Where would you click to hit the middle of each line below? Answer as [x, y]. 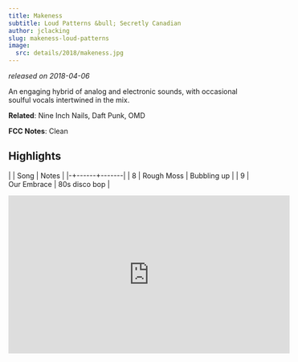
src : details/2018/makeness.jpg [70, 53]
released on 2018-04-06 [49, 76]
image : [19, 46]
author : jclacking [39, 31]
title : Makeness [35, 16]
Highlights [35, 156]
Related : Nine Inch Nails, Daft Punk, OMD [77, 116]
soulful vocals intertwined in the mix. [69, 100]
